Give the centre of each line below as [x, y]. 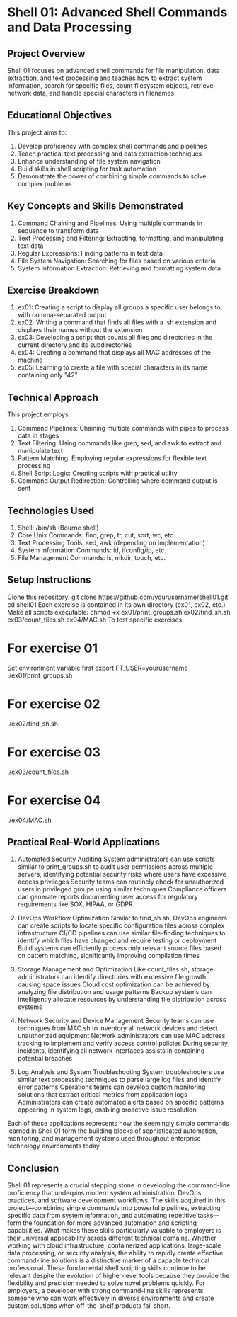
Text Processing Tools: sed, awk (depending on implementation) [111, 543]
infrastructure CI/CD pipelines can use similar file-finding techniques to [121, 933]
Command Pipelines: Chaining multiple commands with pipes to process [123, 428]
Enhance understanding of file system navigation [89, 161]
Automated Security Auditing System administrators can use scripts [116, 859]
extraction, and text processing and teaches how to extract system [105, 78]
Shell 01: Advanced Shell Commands [117, 12]
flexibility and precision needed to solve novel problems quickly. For [106, 1283]
